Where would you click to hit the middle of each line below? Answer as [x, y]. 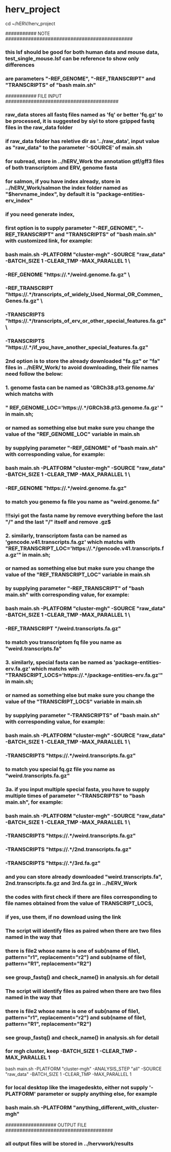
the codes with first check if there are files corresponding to [81, 897]
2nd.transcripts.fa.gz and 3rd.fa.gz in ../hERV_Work [71, 883]
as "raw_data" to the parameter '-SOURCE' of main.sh [74, 148]
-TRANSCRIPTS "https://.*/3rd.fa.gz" [53, 863]
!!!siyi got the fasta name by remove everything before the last [84, 515]
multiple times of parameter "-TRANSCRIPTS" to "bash [75, 796]
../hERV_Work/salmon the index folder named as [67, 187]
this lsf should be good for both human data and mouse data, [82, 52]
